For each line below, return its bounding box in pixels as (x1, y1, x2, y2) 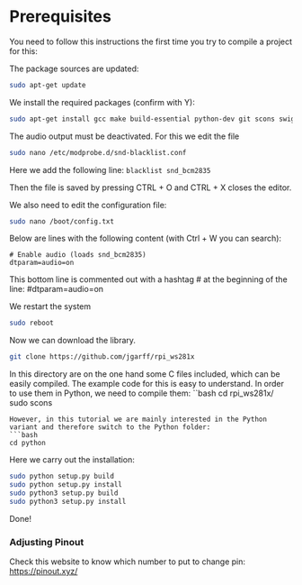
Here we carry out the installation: (9, 454, 135, 465)
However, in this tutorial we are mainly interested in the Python (9, 415, 268, 425)
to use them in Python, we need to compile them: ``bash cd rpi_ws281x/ (9, 388, 274, 398)
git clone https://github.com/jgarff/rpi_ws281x (9, 352, 195, 361)
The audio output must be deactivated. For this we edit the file (9, 131, 240, 142)
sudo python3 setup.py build (9, 489, 119, 498)
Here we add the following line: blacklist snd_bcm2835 (9, 164, 211, 175)
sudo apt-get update (9, 80, 87, 89)
